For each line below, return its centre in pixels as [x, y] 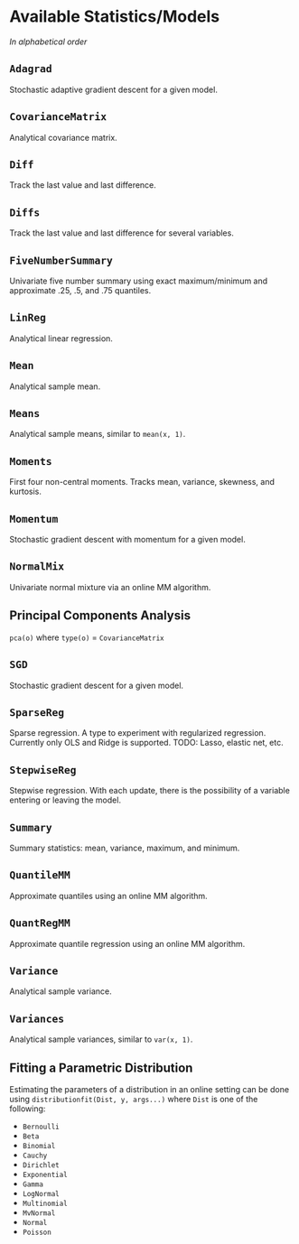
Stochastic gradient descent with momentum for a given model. [127, 540]
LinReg [28, 318]
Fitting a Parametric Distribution [101, 1068]
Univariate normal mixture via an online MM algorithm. [110, 587]
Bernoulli [41, 1127]
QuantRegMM [40, 923]
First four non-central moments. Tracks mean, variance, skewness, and [142, 482]
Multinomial [45, 1203]
